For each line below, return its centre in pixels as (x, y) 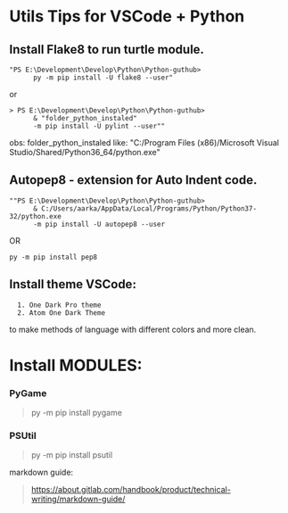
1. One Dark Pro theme (59, 305)
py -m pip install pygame (77, 413)
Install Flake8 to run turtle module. (107, 50)
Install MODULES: (76, 365)
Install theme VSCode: (73, 284)
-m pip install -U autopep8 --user (99, 224)
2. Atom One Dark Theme (61, 313)
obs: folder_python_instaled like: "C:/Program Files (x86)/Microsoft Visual (144, 143)
